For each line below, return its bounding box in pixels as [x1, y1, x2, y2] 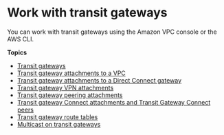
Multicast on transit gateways [16, 120, 101, 128]
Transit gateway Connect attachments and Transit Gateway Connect [16, 98, 211, 106]
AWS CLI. [7, 34, 34, 43]
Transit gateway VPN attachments [16, 83, 114, 92]
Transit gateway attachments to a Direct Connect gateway [16, 76, 182, 84]
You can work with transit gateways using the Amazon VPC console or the [7, 28, 218, 36]
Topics [7, 48, 27, 56]
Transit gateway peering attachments [16, 91, 123, 99]
